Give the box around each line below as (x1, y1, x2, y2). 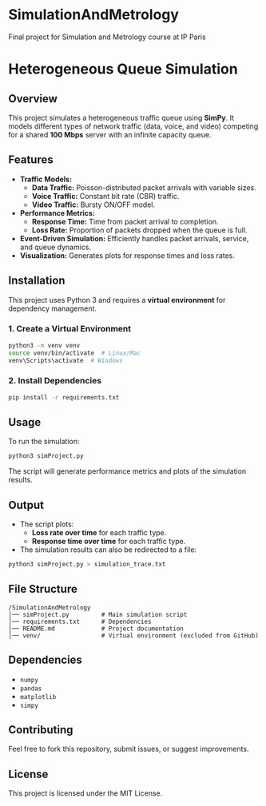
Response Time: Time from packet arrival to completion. (31, 216, 219, 226)
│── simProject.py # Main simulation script (8, 610, 188, 618)
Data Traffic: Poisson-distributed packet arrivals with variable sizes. (31, 182, 257, 193)
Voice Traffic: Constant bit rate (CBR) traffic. (31, 191, 180, 201)
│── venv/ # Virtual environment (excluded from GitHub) (8, 631, 260, 640)
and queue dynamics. (19, 242, 92, 252)
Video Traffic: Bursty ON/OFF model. (31, 200, 156, 209)
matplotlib (19, 693, 57, 701)
